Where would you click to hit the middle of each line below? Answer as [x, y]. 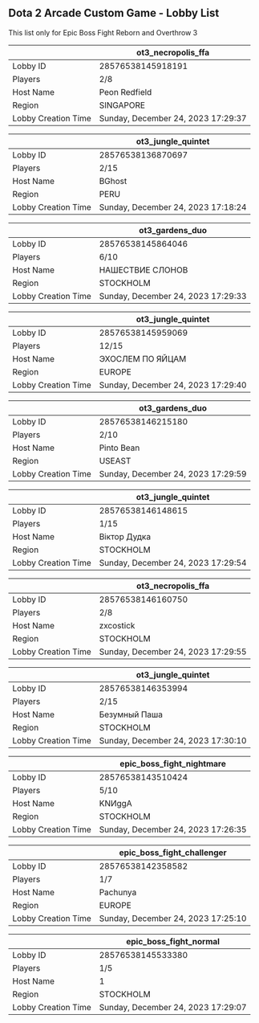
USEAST [115, 460]
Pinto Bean [119, 448]
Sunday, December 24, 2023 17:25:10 [173, 918]
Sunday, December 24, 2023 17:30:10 [173, 740]
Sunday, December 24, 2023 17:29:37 [173, 118]
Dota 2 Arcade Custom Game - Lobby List [114, 13]
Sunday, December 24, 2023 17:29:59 [173, 473]
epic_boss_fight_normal [173, 941]
